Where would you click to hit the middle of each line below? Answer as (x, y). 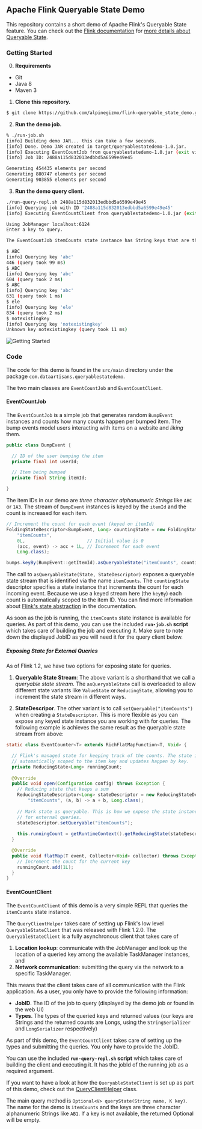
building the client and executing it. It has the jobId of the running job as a (97, 1064)
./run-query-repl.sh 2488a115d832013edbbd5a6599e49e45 (76, 202)
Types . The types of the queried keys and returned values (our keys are (104, 1015)
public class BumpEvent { (38, 445)
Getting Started (29, 52)
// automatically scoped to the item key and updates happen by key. (100, 761)
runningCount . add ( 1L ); (45, 867)
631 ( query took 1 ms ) (35, 296)
